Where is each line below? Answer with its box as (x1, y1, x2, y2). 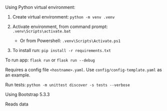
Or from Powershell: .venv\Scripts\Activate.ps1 (19, 37, 121, 43)
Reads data (5, 101, 28, 107)
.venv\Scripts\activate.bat (12, 29, 71, 34)
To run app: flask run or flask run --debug (5, 57, 95, 63)
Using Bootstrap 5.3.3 (5, 91, 50, 97)
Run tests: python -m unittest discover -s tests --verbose (5, 82, 130, 87)
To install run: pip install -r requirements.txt (12, 47, 111, 53)
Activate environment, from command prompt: (12, 23, 108, 29)
